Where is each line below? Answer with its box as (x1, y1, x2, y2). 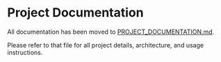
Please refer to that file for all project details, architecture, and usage (7, 41, 204, 49)
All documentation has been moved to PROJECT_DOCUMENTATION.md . (7, 28, 215, 36)
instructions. (7, 48, 43, 56)
